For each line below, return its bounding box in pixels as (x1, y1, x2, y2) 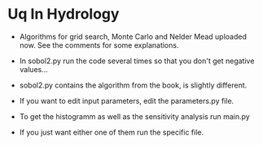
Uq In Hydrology (7, 5, 120, 23)
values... (19, 64, 48, 74)
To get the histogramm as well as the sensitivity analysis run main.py (19, 111, 250, 122)
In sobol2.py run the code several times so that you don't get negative (19, 56, 255, 66)
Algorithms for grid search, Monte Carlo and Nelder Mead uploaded (19, 32, 248, 41)
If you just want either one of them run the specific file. (19, 127, 204, 137)
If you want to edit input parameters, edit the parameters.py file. (19, 96, 235, 105)
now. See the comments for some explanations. (19, 40, 179, 49)
